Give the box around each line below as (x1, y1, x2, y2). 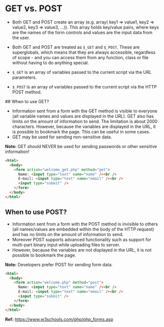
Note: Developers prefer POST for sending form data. (5, 262, 113, 267)
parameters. (12, 74, 37, 80)
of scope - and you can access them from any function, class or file (12, 54, 149, 60)
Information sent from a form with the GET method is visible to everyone (12, 108, 158, 114)
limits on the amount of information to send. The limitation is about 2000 (12, 118, 158, 124)
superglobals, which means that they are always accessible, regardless (12, 49, 156, 55)
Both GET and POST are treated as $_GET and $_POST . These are (12, 44, 140, 50)
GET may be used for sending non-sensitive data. (12, 134, 112, 140)
